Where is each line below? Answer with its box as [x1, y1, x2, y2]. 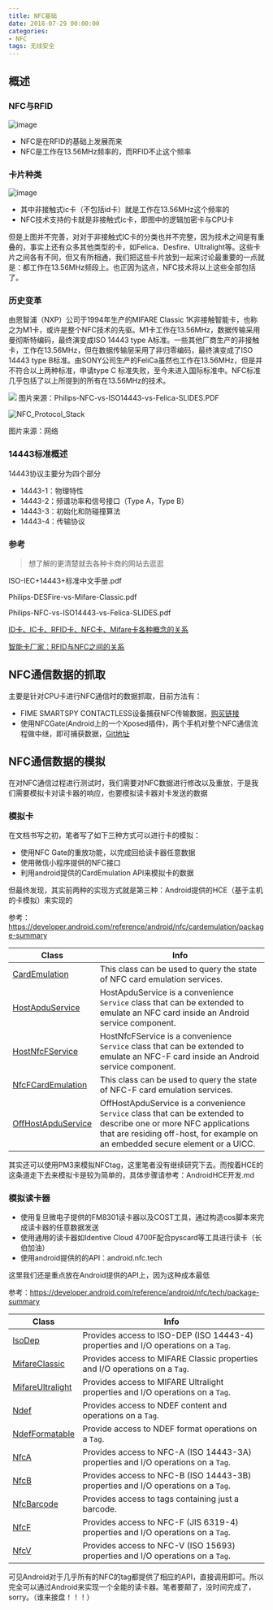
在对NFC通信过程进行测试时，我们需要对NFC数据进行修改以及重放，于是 [8, 778, 252, 788]
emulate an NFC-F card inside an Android [99, 1050, 260, 1061]
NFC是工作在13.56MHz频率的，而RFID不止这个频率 [19, 146, 192, 156]
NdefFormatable [12, 1428, 76, 1439]
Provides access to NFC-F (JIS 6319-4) [82, 1517, 239, 1528]
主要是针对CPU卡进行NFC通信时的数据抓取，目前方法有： [8, 691, 202, 701]
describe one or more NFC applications [99, 1117, 250, 1129]
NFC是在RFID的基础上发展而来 [19, 136, 123, 146]
